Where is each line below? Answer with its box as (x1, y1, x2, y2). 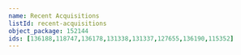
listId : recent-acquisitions (8, 19, 107, 27)
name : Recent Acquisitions (8, 11, 100, 20)
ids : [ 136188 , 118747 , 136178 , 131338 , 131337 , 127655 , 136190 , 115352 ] (8, 34, 234, 43)
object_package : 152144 (8, 27, 89, 35)
